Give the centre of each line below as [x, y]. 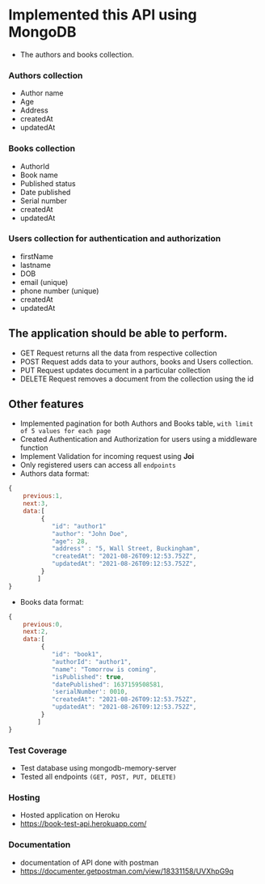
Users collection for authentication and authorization [115, 239]
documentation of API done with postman [89, 862]
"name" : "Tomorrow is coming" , [104, 669]
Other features [46, 404]
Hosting [24, 797]
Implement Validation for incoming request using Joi [107, 457]
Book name [39, 175]
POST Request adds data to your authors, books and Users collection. [137, 361]
